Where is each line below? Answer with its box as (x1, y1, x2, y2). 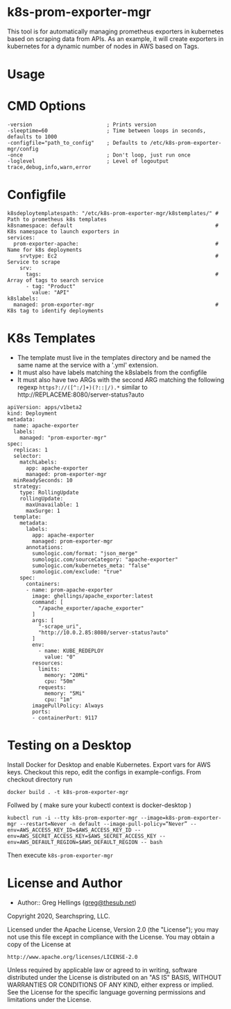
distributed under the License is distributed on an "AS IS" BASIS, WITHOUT (7, 973, 222, 981)
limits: (37, 665, 60, 672)
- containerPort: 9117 (32, 714, 98, 721)
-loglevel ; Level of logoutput (7, 158, 169, 165)
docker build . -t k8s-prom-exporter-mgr (7, 788, 129, 795)
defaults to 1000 (7, 134, 58, 141)
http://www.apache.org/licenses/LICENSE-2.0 (7, 953, 138, 960)
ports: (32, 708, 51, 715)
